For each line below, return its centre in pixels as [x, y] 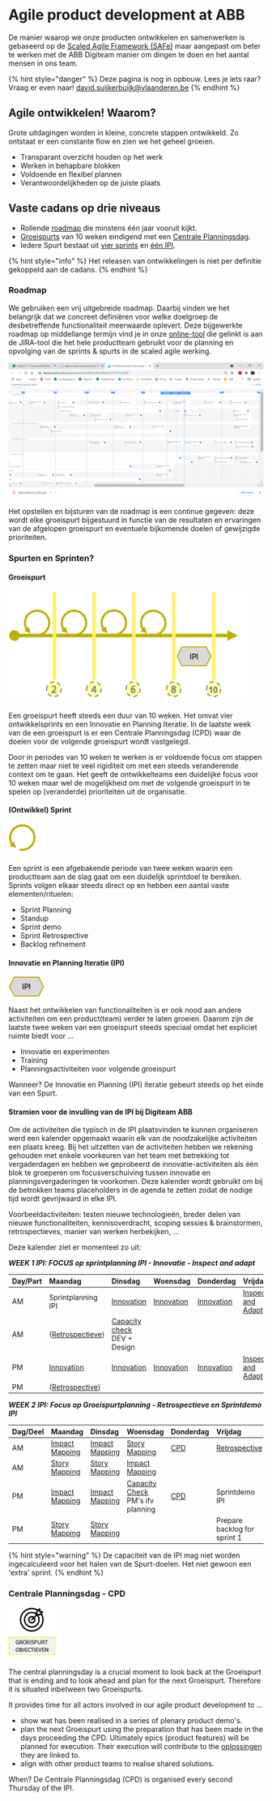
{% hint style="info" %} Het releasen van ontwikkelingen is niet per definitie [135, 260]
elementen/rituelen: [41, 894]
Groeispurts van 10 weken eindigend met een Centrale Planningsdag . [135, 236]
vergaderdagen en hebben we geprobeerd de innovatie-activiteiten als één [134, 1164]
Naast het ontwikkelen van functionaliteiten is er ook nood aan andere [125, 1010]
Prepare [229, 1520]
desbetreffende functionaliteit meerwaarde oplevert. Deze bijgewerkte [125, 325]
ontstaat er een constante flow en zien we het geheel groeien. [112, 141]
